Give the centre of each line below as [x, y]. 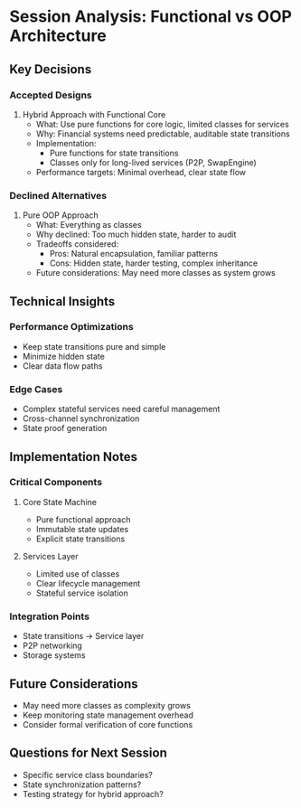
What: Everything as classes [89, 225]
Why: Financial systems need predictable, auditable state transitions [163, 134]
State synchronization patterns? [82, 785]
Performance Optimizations [71, 327]
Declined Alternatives [58, 195]
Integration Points [50, 616]
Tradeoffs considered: [77, 244]
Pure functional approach [83, 519]
